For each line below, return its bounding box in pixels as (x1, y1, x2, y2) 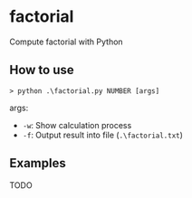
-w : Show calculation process (22, 119, 132, 130)
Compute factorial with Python (9, 36, 124, 47)
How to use (9, 62, 74, 78)
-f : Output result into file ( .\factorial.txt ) (22, 129, 184, 140)
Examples (9, 156, 66, 171)
